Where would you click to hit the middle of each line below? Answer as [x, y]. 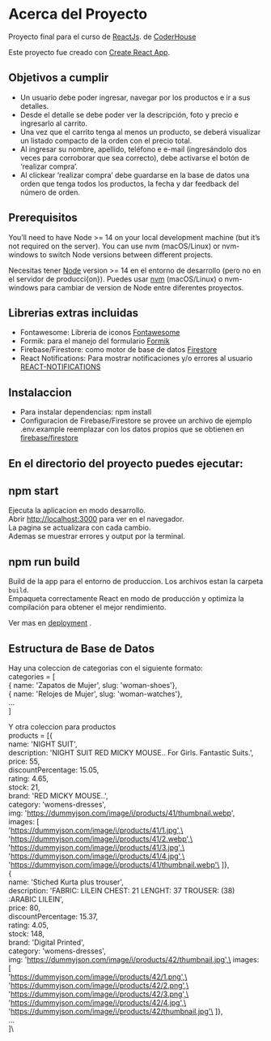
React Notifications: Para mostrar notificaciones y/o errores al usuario [136, 359]
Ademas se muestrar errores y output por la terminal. [97, 536]
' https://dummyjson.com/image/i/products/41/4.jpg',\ [97, 856]
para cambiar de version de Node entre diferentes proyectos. [142, 287]
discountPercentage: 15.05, [54, 770]
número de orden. [50, 192]
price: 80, [24, 908]
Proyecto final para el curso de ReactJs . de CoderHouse [102, 37]
